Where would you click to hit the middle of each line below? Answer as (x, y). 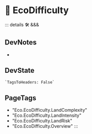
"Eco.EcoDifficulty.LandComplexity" (50, 110)
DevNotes (21, 42)
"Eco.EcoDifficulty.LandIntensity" (47, 115)
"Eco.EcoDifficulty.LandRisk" (42, 121)
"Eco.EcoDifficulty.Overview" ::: (45, 126)
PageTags (20, 98)
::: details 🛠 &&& (22, 24)
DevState (20, 71)
